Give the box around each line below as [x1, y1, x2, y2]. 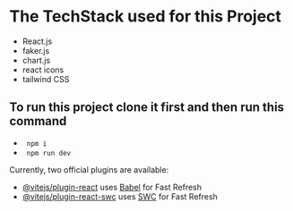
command [9, 114, 67, 129]
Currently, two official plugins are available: [9, 164, 169, 175]
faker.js [22, 45, 50, 55]
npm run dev [26, 148, 72, 157]
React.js [22, 36, 53, 46]
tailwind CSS [22, 73, 70, 84]
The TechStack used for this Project [9, 6, 282, 27]
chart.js [22, 55, 51, 65]
